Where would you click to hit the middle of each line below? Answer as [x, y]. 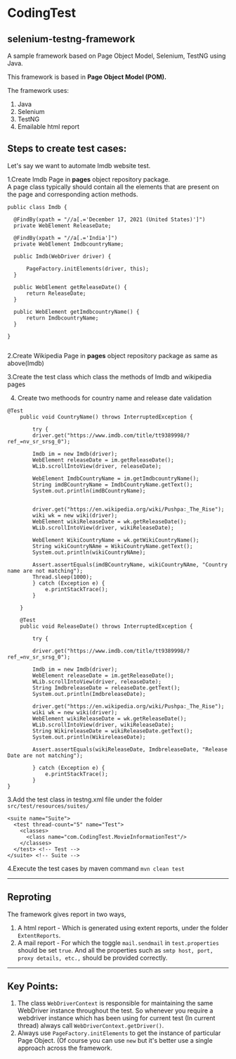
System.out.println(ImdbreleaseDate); [89, 694]
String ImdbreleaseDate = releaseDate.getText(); [106, 687]
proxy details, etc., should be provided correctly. [92, 958]
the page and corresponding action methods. [73, 194]
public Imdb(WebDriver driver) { [63, 256]
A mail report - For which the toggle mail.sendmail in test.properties [118, 943]
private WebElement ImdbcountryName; [69, 244]
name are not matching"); [45, 571]
